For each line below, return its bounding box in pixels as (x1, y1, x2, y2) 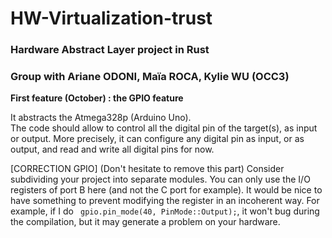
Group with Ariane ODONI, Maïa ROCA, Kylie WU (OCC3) (10, 70, 290, 84)
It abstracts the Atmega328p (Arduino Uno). (10, 112, 192, 124)
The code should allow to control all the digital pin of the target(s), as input (10, 122, 318, 134)
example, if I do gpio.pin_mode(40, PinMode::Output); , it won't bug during (10, 205, 320, 217)
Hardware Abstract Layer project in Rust (10, 43, 210, 57)
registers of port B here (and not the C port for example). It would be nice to (10, 184, 323, 196)
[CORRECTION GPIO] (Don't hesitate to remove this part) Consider (10, 163, 285, 175)
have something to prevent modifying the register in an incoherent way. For (10, 195, 320, 207)
